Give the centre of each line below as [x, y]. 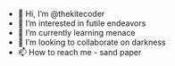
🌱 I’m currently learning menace [76, 33]
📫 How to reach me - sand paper [79, 52]
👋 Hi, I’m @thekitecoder [61, 14]
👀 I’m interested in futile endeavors [82, 23]
